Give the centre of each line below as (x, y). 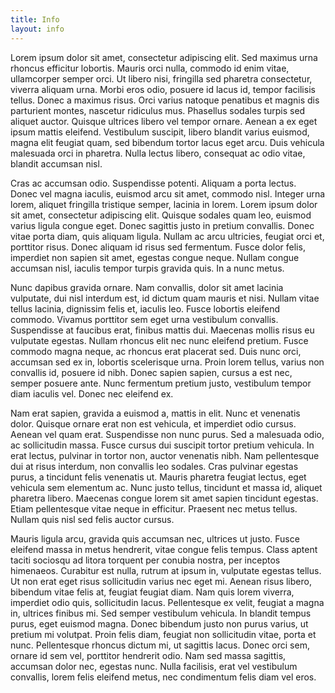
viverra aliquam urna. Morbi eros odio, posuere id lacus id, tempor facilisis (163, 89)
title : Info (35, 19)
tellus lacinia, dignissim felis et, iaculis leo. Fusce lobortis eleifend (145, 308)
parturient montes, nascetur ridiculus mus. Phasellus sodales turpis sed (158, 110)
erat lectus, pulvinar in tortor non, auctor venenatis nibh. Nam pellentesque (165, 455)
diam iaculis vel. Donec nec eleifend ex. (92, 393)
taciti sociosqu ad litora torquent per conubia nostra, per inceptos (145, 560)
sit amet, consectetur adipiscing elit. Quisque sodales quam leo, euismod (161, 215)
